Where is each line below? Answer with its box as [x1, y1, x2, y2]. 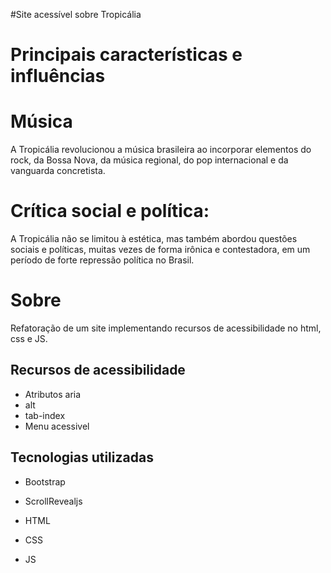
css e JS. [10, 333, 48, 344]
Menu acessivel [24, 420, 90, 432]
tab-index [24, 409, 66, 421]
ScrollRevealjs [24, 495, 83, 507]
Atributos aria [24, 388, 82, 400]
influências [10, 65, 106, 88]
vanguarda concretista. [10, 165, 106, 177]
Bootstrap [24, 475, 66, 488]
